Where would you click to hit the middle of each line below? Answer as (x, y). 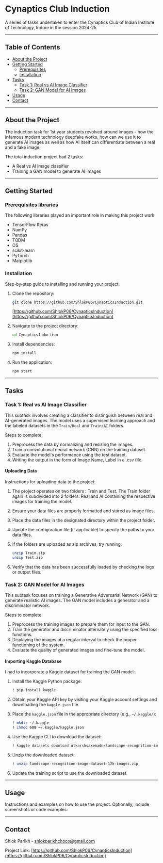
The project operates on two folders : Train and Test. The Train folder (81, 491)
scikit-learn (23, 250)
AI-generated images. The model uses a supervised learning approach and (80, 420)
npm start (22, 371)
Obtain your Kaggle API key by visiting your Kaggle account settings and (84, 700)
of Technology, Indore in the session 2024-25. (51, 27)
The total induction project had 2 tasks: (44, 157)
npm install (24, 353)
